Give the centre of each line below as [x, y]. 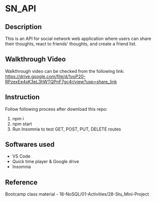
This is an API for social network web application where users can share [78, 38]
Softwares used [30, 145]
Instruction [22, 97]
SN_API [21, 9]
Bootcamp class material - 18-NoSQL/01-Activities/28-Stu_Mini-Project [77, 194]
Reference [21, 182]
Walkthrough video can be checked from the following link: [65, 71]
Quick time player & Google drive [46, 162]
